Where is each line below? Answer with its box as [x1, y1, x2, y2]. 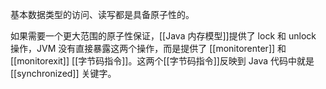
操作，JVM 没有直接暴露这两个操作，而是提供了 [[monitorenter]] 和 [10, 43, 287, 54]
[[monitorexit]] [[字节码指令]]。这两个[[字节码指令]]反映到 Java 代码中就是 [10, 55, 315, 67]
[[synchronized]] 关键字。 [10, 68, 117, 79]
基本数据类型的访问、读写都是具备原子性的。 [10, 9, 195, 20]
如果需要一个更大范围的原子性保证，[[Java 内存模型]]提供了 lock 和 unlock [10, 30, 317, 42]
